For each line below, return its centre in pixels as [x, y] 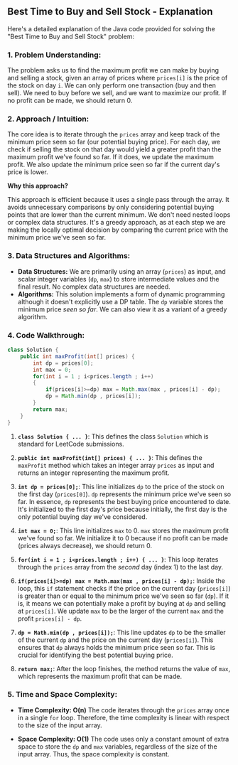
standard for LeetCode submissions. [71, 444]
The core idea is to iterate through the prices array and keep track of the [114, 134]
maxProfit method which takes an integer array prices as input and [116, 465]
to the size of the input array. [60, 725]
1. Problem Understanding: [54, 55]
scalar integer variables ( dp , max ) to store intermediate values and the [118, 279]
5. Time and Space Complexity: [63, 695]
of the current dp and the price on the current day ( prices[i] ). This [115, 640]
